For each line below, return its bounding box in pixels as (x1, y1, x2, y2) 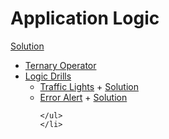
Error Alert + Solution (39, 91, 128, 103)
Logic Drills (24, 70, 72, 82)
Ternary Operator (24, 59, 97, 71)
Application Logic (10, 7, 160, 30)
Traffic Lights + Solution (39, 80, 139, 92)
